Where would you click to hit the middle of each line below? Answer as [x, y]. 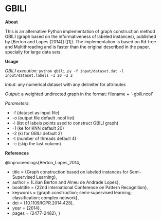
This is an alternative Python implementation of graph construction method [80, 31]
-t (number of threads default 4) [44, 138]
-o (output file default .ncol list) [43, 118]
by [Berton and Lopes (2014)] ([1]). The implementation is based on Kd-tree [81, 41]
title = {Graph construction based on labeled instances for [70, 172]
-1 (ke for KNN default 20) [38, 128]
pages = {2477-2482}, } [36, 213]
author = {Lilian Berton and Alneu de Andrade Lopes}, [66, 182]
